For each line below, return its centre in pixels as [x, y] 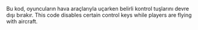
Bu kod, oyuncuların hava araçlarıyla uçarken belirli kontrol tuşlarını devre [98, 9]
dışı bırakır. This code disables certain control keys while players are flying [99, 15]
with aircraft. [22, 21]
